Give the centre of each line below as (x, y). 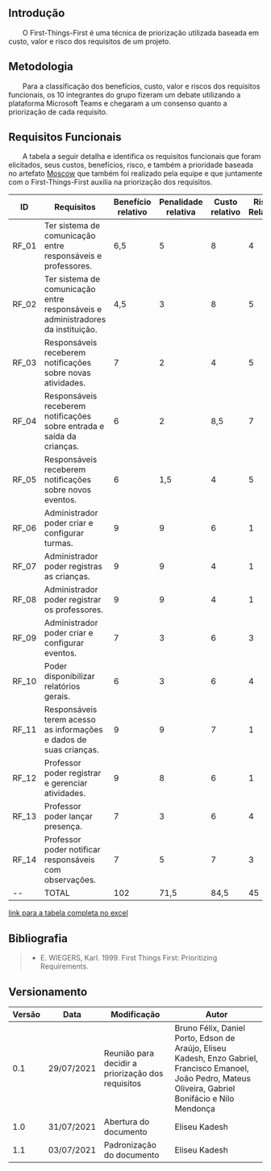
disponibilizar (69, 677)
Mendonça (195, 1109)
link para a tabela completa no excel (69, 913)
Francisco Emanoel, (212, 1069)
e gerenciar (66, 783)
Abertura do (127, 1122)
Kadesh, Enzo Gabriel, (216, 1058)
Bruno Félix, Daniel (210, 1028)
